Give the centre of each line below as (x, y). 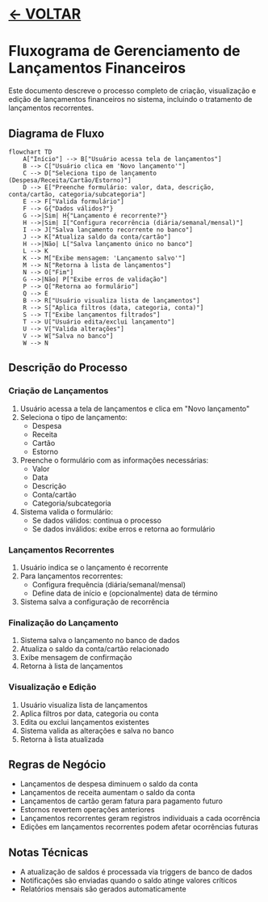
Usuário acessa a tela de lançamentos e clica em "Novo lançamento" (135, 409)
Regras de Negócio (57, 764)
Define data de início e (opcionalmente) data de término (125, 593)
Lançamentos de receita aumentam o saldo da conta (107, 793)
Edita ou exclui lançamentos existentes (84, 722)
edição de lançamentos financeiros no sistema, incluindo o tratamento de (130, 100)
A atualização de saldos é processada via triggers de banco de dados (136, 872)
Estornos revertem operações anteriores (87, 810)
